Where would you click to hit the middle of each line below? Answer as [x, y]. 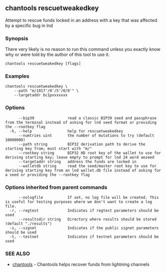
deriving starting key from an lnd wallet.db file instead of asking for [83, 170]
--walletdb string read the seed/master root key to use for [87, 166]
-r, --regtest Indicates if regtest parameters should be [84, 211]
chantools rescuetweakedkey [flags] [43, 64]
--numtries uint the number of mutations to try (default [86, 136]
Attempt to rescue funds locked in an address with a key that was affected [81, 20]
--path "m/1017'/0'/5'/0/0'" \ [46, 91]
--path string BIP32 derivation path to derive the [82, 144]
